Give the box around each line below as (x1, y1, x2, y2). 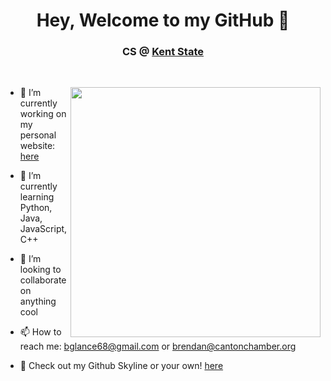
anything (19, 295, 57, 308)
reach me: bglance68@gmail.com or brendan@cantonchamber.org (19, 340, 297, 353)
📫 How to (19, 326, 62, 338)
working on (19, 108, 67, 120)
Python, (19, 202, 53, 214)
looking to (19, 264, 62, 276)
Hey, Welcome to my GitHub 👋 (36, 9, 290, 32)
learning (19, 191, 55, 203)
